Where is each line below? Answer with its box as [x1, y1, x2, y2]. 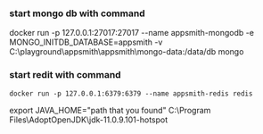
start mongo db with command [9, 7, 145, 20]
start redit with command [9, 69, 122, 81]
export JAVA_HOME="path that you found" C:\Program [9, 105, 211, 115]
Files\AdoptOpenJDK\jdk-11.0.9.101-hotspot [9, 114, 168, 125]
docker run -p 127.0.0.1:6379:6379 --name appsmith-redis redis [9, 88, 253, 98]
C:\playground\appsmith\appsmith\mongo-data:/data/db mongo [9, 46, 244, 57]
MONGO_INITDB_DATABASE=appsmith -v [9, 37, 163, 47]
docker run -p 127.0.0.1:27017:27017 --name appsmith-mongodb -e [9, 28, 254, 38]
